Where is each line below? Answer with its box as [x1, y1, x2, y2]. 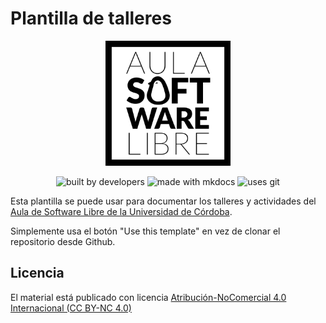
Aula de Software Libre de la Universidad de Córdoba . [10, 205, 233, 217]
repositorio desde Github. [10, 235, 116, 247]
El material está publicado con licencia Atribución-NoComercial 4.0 [10, 291, 287, 303]
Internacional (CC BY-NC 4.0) [10, 302, 132, 314]
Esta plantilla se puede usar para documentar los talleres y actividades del [10, 195, 317, 207]
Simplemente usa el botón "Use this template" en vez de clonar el [10, 225, 281, 237]
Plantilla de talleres [10, 7, 172, 30]
